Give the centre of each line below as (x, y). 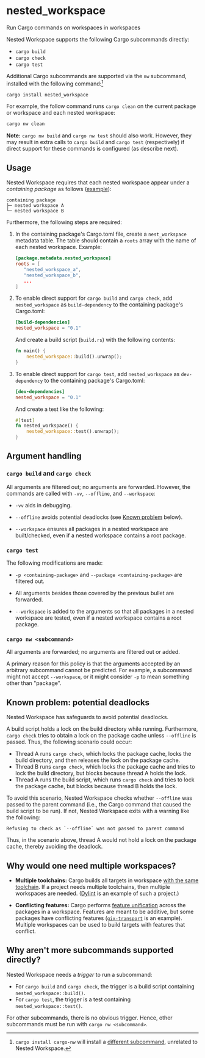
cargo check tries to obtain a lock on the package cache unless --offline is (101, 736)
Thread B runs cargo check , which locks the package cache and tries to (105, 767)
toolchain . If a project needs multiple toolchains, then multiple (92, 886)
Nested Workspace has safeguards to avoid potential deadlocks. (88, 717)
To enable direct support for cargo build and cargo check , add (94, 298)
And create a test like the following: (59, 409)
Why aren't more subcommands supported (90, 950)
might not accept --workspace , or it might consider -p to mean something (98, 677)
